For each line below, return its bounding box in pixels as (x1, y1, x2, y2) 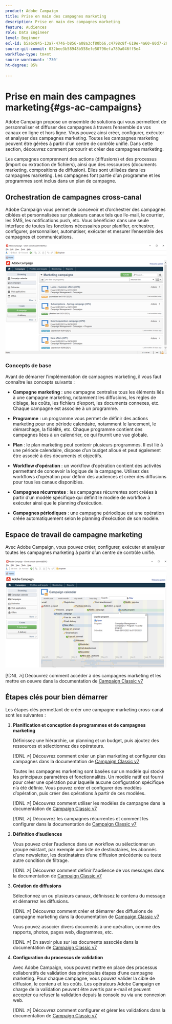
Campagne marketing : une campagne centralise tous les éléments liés (12, 389, 164, 396)
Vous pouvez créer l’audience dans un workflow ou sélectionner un (12, 841, 155, 847)
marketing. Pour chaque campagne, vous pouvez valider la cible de (12, 975, 155, 981)
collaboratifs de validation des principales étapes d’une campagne (12, 969, 153, 976)
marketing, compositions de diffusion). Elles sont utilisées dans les (5, 167, 146, 173)
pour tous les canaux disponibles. (12, 479, 84, 486)
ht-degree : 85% (5, 62, 38, 68)
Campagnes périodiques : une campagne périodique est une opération (12, 510, 164, 516)
